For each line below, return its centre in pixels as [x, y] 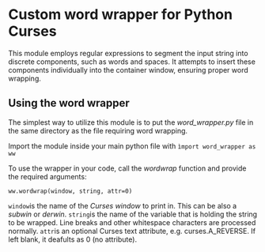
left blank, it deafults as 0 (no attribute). [72, 239]
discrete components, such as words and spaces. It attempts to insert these [132, 62]
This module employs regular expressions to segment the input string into [128, 53]
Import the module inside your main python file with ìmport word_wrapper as [132, 146]
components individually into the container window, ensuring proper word [129, 70]
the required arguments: [47, 176]
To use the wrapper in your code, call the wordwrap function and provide [127, 168]
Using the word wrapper [69, 103]
